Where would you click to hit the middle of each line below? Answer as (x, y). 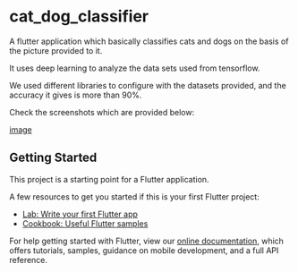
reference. (28, 259)
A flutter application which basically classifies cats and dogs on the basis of (149, 41)
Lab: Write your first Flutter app (80, 214)
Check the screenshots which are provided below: (102, 112)
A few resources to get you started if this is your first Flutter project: (134, 196)
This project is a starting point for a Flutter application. (109, 179)
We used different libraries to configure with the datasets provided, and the (148, 85)
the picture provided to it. (56, 50)
